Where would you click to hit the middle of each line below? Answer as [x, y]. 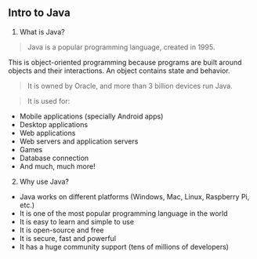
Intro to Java [39, 13]
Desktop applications [54, 124]
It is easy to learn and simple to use [77, 221]
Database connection [54, 158]
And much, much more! [57, 166]
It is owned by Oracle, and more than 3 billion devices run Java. [130, 86]
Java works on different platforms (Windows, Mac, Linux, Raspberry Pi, [134, 196]
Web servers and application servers [79, 141]
